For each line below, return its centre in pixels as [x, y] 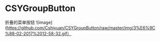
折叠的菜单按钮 [20, 22]
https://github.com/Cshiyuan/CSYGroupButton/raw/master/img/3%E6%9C [81, 27]
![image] [44, 22]
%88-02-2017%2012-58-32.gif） [38, 33]
